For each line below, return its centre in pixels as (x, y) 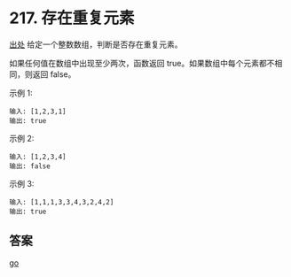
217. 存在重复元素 (72, 18)
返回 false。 (54, 74)
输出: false (30, 166)
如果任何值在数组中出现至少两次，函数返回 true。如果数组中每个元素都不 (142, 63)
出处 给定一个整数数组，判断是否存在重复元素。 (96, 44)
